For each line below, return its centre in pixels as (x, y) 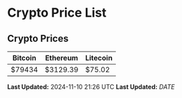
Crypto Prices (38, 39)
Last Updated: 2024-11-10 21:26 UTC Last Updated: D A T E (91, 87)
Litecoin (99, 58)
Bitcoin (24, 58)
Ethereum (62, 58)
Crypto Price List (57, 13)
